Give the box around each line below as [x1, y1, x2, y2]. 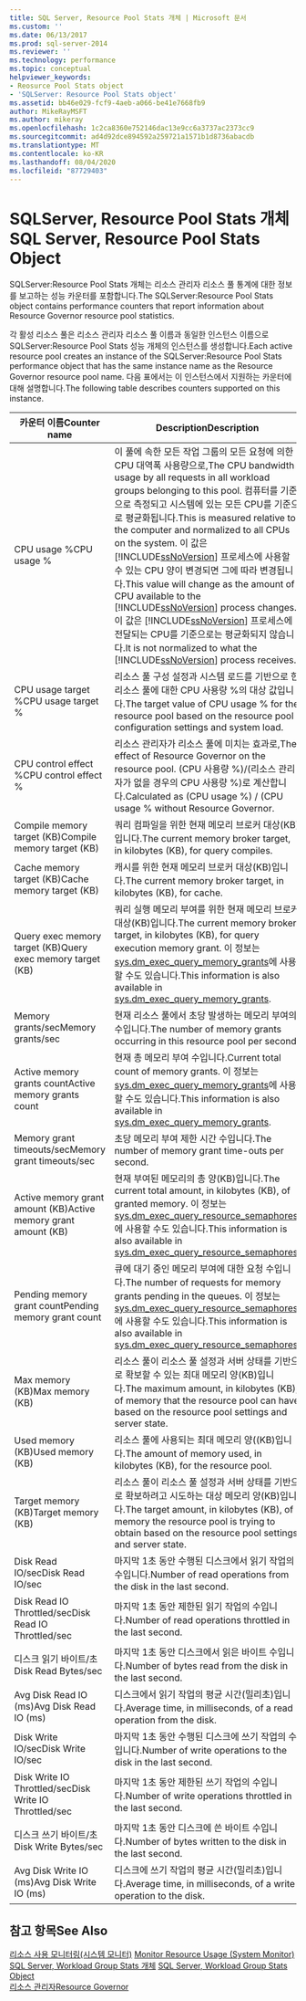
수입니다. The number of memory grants [114, 1023, 282, 1036]
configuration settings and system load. [114, 721, 284, 734]
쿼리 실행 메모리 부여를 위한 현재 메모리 [114, 903, 272, 916]
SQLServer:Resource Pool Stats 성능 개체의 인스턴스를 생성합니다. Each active [9, 340, 293, 351]
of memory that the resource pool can [114, 1394, 277, 1407]
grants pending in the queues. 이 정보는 [114, 1290, 280, 1303]
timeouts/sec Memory [14, 1143, 107, 1156]
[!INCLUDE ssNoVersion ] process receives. [114, 654, 297, 666]
